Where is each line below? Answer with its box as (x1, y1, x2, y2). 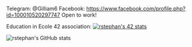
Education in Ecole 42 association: (6, 23, 92, 30)
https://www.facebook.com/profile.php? (86, 5, 186, 12)
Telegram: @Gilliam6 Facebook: (6, 5, 85, 12)
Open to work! (61, 11, 98, 18)
